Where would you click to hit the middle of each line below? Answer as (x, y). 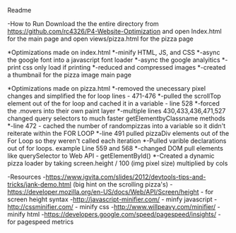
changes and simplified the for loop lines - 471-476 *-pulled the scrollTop (114, 96)
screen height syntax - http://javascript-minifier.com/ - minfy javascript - (112, 199)
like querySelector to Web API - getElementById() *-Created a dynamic (111, 156)
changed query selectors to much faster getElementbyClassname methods (117, 118)
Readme (19, 10)
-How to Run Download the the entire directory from (83, 24)
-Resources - (26, 177)
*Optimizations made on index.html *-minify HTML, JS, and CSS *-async (114, 52)
